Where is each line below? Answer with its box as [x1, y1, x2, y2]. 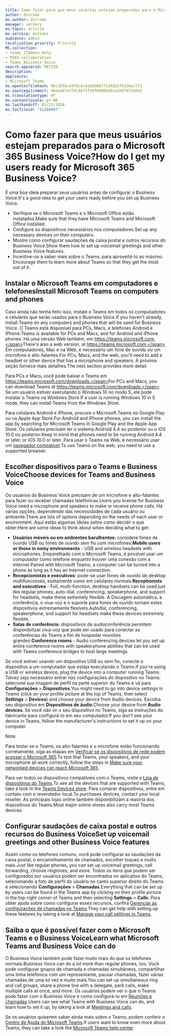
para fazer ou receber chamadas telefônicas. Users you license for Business [5, 497, 164, 503]
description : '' [5, 69, 40, 75]
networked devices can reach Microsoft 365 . [5, 764, 99, 771]
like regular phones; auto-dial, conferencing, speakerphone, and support [12, 588, 165, 595]
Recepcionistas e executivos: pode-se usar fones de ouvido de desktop [12, 572, 166, 578]
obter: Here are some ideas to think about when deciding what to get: [5, 524, 150, 531]
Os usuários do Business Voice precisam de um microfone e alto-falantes [5, 492, 159, 498]
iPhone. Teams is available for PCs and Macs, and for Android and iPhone [5, 330, 158, 336]
